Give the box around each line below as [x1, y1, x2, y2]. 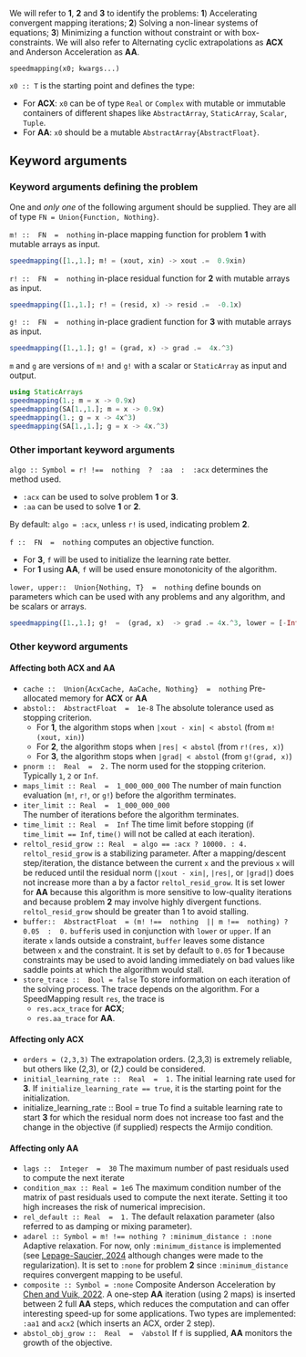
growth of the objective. [22, 1337, 113, 1349]
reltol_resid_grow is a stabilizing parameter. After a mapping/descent [22, 848, 287, 859]
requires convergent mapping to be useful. [22, 1269, 184, 1280]
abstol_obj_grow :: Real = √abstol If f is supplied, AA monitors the [22, 1328, 293, 1339]
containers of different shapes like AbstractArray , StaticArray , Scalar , [22, 108, 288, 118]
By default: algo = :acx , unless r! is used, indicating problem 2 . [9, 518, 250, 529]
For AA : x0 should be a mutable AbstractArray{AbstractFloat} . [22, 127, 260, 138]
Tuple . [22, 118, 46, 128]
